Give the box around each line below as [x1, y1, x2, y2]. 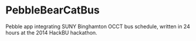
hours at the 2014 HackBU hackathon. [5, 29, 97, 36]
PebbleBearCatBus [5, 4, 100, 17]
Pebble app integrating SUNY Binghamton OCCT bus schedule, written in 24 [5, 23, 190, 30]
